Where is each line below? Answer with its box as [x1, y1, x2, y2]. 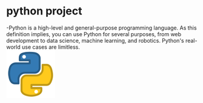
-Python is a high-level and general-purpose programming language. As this [6, 24, 197, 31]
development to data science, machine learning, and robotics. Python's [6, 37, 184, 44]
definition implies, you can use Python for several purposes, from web [6, 30, 182, 37]
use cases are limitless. [21, 43, 81, 51]
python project [6, 4, 83, 18]
